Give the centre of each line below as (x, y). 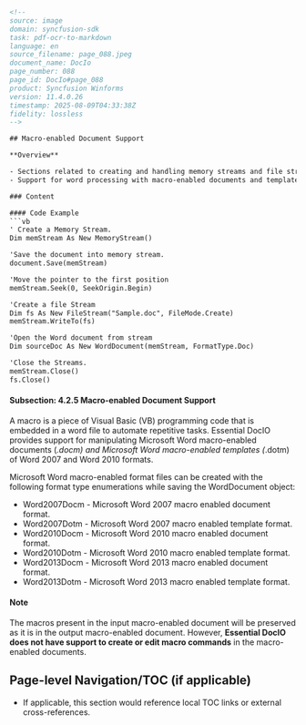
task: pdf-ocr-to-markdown (61, 37)
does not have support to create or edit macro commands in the (132, 642)
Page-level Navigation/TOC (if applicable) (131, 681)
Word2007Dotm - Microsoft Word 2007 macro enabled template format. (158, 524)
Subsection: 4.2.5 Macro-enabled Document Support (112, 401)
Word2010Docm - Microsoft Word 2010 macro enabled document (145, 533)
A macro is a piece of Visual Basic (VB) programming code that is (132, 420)
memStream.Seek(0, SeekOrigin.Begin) (81, 288)
